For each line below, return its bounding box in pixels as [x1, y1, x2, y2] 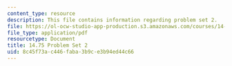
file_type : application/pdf [7, 29, 88, 36]
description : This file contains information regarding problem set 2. [7, 16, 217, 23]
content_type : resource [7, 10, 76, 17]
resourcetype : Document [7, 36, 76, 43]
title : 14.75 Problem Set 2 [7, 42, 88, 49]
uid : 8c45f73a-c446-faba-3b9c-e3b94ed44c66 [7, 49, 135, 56]
